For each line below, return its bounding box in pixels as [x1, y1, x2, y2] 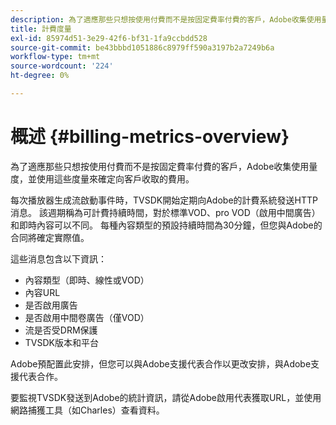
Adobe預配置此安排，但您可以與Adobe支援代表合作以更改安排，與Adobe [10, 357, 312, 370]
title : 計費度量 [10, 24, 72, 34]
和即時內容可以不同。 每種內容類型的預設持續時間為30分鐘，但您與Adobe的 [10, 219, 323, 231]
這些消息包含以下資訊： [10, 252, 107, 265]
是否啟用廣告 [24, 299, 78, 311]
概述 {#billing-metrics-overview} [10, 126, 290, 148]
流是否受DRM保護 [24, 324, 98, 336]
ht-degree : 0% [10, 71, 70, 81]
